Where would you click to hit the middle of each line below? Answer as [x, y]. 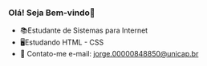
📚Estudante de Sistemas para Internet [84, 30]
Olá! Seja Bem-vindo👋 [52, 13]
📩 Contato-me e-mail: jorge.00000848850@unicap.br [109, 54]
